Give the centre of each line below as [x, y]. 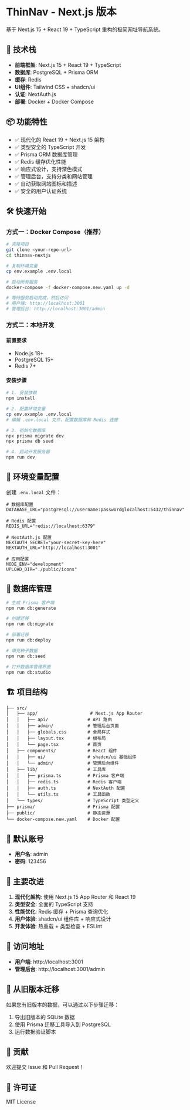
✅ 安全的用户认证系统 [41, 191]
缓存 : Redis [28, 79]
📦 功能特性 [27, 122]
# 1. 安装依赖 [21, 393]
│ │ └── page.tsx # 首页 [54, 745]
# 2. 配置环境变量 [26, 409]
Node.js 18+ [29, 354]
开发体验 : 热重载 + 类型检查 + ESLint [58, 926]
